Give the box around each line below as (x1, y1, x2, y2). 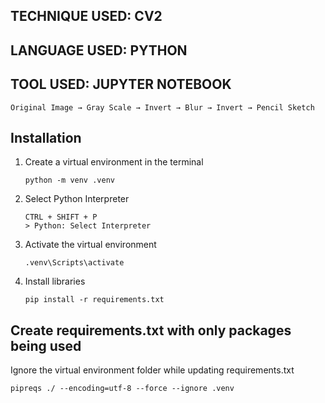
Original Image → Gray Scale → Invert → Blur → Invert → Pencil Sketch (10, 102, 315, 113)
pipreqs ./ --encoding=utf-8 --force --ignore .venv (10, 384, 235, 394)
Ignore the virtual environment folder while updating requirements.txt (10, 364, 295, 376)
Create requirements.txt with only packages (10, 322, 292, 339)
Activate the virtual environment (24, 239, 157, 251)
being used (10, 337, 82, 354)
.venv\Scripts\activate (24, 258, 125, 268)
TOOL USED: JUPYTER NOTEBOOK (10, 76, 232, 93)
